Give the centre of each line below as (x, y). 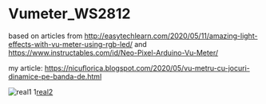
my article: (26, 67)
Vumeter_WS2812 (69, 14)
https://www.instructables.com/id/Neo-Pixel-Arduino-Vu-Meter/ (113, 52)
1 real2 (43, 91)
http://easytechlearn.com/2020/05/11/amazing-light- (171, 36)
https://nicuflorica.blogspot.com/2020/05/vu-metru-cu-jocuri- (147, 67)
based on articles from (46, 36)
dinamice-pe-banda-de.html (55, 76)
